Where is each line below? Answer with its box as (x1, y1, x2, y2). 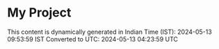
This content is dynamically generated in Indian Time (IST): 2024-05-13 (7, 28, 212, 36)
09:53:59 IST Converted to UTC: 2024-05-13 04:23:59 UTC (7, 35, 179, 43)
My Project (7, 5, 72, 21)
